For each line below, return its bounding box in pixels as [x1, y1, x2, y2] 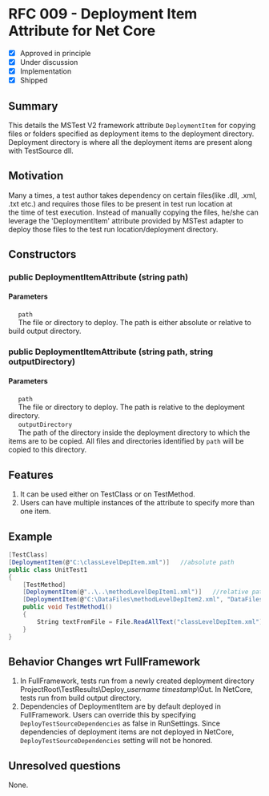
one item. [19, 506, 51, 517]
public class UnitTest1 [8, 565, 88, 573]
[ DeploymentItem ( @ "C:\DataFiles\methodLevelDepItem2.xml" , [22, 596, 224, 604]
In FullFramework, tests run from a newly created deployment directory [19, 676, 255, 685]
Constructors [8, 247, 77, 261]
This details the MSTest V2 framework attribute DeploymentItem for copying [8, 121, 256, 130]
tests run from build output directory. [19, 693, 142, 703]
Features [8, 468, 54, 481]
